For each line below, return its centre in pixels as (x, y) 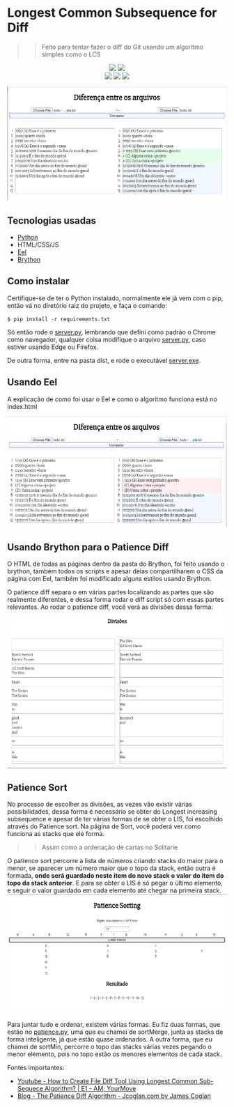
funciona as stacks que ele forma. (56, 834)
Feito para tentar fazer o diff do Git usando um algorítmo (123, 47)
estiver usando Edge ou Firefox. (53, 347)
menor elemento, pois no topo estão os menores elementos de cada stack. (115, 1054)
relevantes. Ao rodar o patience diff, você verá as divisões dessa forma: (110, 607)
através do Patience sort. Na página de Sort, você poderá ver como (104, 826)
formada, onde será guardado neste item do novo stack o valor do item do (116, 876)
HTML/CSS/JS (38, 245)
